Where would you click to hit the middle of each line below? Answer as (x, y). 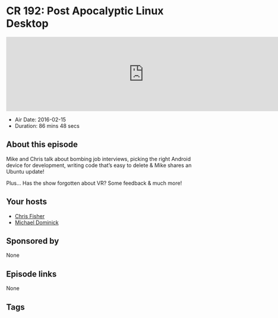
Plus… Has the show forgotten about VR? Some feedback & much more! (94, 183)
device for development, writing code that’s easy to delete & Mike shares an (99, 165)
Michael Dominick (37, 222)
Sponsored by (33, 241)
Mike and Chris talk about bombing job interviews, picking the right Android (99, 159)
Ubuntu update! (25, 171)
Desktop (27, 23)
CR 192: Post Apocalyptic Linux (85, 11)
